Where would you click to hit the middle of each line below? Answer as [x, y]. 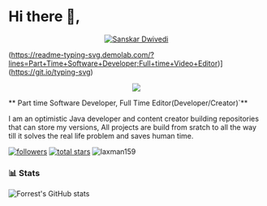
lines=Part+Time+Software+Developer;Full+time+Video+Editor [113, 63]
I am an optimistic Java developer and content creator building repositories [134, 118]
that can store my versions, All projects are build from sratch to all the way [133, 127]
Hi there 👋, [45, 17]
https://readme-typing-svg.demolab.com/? [82, 54]
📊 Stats [24, 173]
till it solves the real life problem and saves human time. [101, 135]
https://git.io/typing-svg [51, 71]
